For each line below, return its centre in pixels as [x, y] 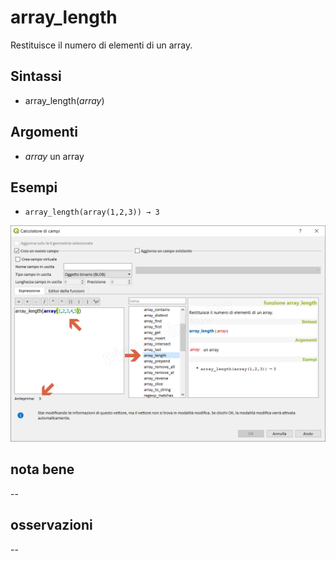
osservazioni [51, 525]
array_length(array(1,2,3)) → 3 [92, 212]
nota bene [42, 469]
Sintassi [36, 76]
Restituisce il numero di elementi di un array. [101, 45]
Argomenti [44, 132]
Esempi [34, 187]
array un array [54, 156]
